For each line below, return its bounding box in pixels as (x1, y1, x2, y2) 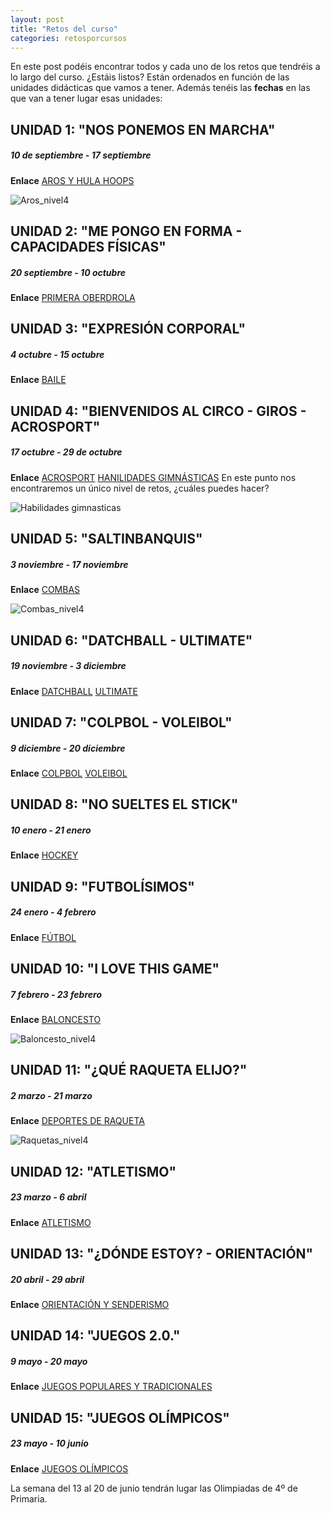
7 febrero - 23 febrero (10, 988, 103, 1000)
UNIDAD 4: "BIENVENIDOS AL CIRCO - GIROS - (10, 402, 307, 420)
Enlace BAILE (10, 374, 67, 386)
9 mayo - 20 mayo (10, 1356, 88, 1368)
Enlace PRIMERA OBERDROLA (10, 292, 136, 304)
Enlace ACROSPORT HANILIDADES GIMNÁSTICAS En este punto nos (10, 471, 297, 483)
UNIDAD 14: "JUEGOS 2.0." (10, 1327, 181, 1345)
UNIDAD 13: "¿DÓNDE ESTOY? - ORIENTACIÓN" (10, 1246, 314, 1263)
